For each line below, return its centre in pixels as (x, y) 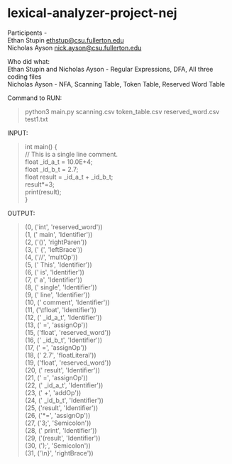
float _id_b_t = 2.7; (51, 169)
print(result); (43, 192)
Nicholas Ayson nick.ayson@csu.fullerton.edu (74, 48)
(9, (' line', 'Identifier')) (57, 294)
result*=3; (39, 184)
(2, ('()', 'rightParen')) (56, 242)
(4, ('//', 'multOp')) (51, 257)
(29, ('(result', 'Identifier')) (62, 438)
